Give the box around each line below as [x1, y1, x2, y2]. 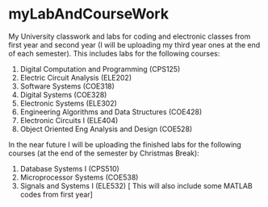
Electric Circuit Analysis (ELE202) [19, 72, 132, 82]
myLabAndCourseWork [8, 5, 170, 23]
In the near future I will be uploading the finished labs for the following [8, 139, 242, 149]
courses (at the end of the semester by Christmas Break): [8, 148, 199, 158]
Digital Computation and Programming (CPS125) [19, 64, 181, 73]
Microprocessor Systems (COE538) [19, 172, 139, 182]
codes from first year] [19, 189, 93, 199]
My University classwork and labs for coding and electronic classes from [8, 31, 251, 41]
